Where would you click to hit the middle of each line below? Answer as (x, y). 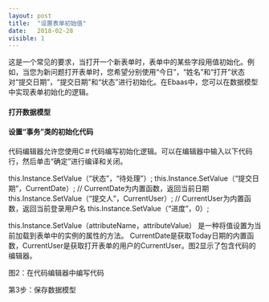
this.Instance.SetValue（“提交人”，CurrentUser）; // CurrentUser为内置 (126, 198)
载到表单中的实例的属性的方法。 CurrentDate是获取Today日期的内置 (134, 236)
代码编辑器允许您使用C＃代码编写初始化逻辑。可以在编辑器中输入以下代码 (130, 151)
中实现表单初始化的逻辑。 (51, 92)
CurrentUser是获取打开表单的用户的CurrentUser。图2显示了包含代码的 (139, 246)
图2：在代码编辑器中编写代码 (56, 273)
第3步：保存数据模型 (42, 290)
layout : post (30, 16)
